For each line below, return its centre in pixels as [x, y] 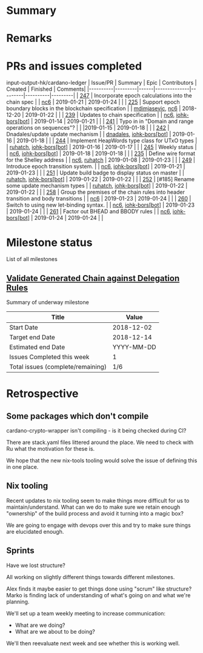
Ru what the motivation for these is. [51, 449]
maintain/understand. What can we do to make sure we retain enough [93, 507]
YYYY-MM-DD [134, 347]
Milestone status [49, 242]
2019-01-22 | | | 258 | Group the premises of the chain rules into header [95, 192]
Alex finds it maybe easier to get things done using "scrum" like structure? [99, 589]
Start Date [24, 328]
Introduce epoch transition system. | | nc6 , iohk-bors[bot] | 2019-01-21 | [96, 167]
